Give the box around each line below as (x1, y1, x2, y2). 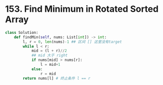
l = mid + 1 (40, 62, 61, 67)
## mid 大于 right (31, 53, 68, 58)
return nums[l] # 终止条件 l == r (23, 76, 91, 81)
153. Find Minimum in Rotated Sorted (5, 3, 159, 15)
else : (31, 66, 43, 72)
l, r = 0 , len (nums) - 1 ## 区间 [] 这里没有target (23, 39, 122, 44)
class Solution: (5, 30, 38, 35)
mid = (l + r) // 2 (31, 48, 67, 54)
